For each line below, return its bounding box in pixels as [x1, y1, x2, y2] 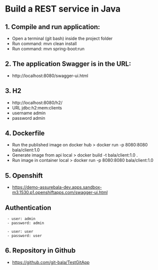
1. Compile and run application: [5, 23, 101, 31]
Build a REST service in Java [5, 3, 121, 15]
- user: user [7, 229, 34, 234]
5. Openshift [5, 171, 43, 180]
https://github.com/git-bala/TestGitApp [12, 259, 90, 265]
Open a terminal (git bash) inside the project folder [12, 35, 113, 41]
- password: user [7, 234, 42, 238]
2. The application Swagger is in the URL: [5, 60, 131, 68]
